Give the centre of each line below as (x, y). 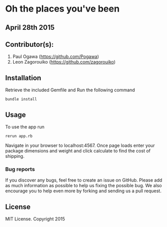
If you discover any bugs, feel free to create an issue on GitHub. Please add (84, 180)
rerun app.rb (19, 136)
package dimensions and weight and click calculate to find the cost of (78, 151)
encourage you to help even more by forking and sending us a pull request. (83, 191)
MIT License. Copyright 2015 (35, 219)
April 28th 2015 (30, 27)
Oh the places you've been (63, 9)
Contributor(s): (30, 44)
